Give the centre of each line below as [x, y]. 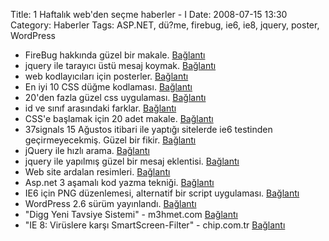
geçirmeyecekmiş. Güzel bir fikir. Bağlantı [110, 140]
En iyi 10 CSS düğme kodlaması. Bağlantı [108, 87]
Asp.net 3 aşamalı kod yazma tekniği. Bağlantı [119, 182]
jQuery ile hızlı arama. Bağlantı [87, 150]
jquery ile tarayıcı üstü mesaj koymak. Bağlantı [120, 65]
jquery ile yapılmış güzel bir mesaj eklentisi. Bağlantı [132, 161]
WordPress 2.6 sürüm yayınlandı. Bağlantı [110, 203]
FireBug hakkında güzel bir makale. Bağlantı [115, 55]
